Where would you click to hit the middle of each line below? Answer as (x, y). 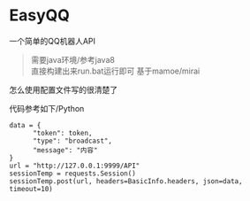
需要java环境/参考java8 (72, 59)
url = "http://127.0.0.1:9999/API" (75, 166)
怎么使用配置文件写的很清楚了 (63, 89)
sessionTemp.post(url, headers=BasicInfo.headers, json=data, (126, 181)
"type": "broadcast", (72, 141)
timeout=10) (31, 189)
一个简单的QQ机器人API (52, 41)
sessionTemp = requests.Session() (73, 174)
